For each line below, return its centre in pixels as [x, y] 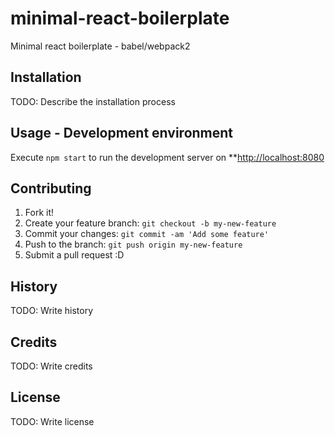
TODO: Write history [52, 311]
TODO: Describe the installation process [93, 101]
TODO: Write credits [51, 366]
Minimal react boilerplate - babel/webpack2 [100, 46]
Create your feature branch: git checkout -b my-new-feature [150, 223]
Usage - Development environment [122, 133]
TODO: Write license [52, 421]
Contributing [51, 188]
